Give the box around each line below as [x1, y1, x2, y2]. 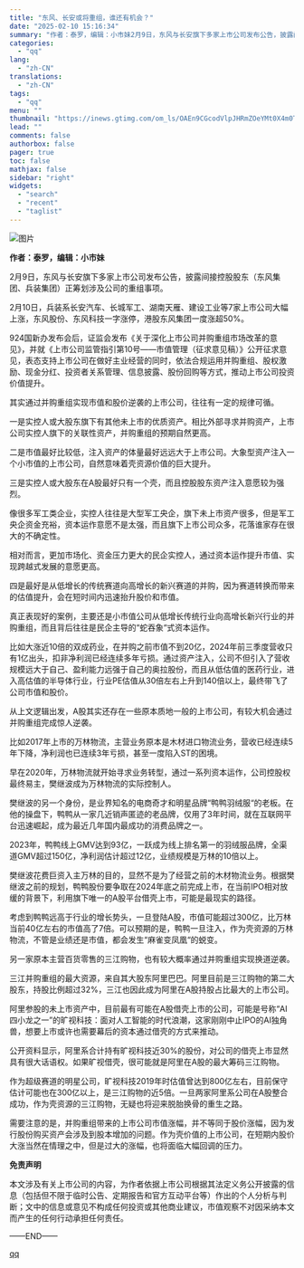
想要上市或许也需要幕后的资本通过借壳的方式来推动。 [24, 1025, 223, 1036]
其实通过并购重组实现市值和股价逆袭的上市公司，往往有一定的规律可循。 [9, 396, 279, 407]
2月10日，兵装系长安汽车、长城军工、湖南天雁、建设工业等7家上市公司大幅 [9, 301, 289, 312]
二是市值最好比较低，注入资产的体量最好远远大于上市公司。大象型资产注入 [9, 446, 287, 457]
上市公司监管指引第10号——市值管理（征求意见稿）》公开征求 [52, 343, 280, 354]
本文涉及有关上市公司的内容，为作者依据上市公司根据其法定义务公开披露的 [9, 1178, 287, 1189]
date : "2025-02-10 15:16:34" [9, 22, 119, 31]
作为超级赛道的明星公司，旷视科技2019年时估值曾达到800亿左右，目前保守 [9, 1075, 289, 1086]
